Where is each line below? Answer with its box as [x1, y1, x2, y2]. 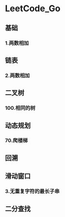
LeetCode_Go [5, 3, 61, 14]
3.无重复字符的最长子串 [5, 188, 60, 195]
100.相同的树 [5, 105, 35, 112]
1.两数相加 [5, 40, 29, 47]
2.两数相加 [5, 72, 30, 79]
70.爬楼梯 [5, 137, 28, 144]
